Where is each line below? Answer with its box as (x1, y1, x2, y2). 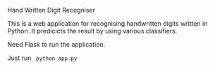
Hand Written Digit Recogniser (7, 6, 95, 14)
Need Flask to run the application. (7, 40, 106, 48)
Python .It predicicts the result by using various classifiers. (7, 27, 178, 35)
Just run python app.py (7, 54, 78, 62)
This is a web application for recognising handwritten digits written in (7, 20, 208, 27)
